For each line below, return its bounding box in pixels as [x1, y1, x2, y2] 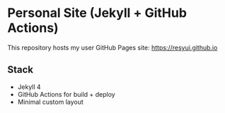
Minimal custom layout [17, 97, 83, 106]
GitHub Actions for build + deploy [17, 90, 115, 98]
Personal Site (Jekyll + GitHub [7, 5, 187, 21]
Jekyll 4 [17, 83, 41, 91]
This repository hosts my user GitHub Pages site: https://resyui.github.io [7, 43, 218, 52]
